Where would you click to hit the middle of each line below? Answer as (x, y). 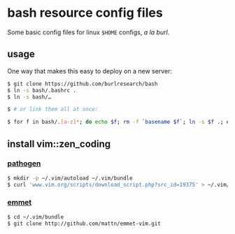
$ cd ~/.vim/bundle (36, 217)
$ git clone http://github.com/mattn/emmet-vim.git (84, 224)
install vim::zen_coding (59, 144)
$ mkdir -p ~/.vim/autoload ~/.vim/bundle (70, 178)
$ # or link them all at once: (53, 110)
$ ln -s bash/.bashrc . (42, 90)
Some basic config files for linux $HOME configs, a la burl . (88, 32)
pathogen (24, 163)
